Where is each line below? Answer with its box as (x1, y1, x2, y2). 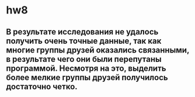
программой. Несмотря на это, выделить (6, 63, 166, 73)
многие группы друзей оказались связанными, (6, 45, 190, 55)
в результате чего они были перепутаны (6, 54, 162, 64)
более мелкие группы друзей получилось (6, 72, 168, 82)
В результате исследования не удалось (6, 27, 159, 37)
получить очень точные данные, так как (6, 36, 162, 46)
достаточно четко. (6, 81, 78, 91)
